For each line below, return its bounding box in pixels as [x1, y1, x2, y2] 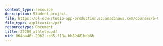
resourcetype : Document [5, 25, 53, 30]
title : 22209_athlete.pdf [5, 29, 57, 34]
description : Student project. [5, 11, 68, 16]
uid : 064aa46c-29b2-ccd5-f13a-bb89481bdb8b [5, 34, 95, 39]
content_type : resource [5, 7, 53, 12]
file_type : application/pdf [5, 20, 62, 25]
